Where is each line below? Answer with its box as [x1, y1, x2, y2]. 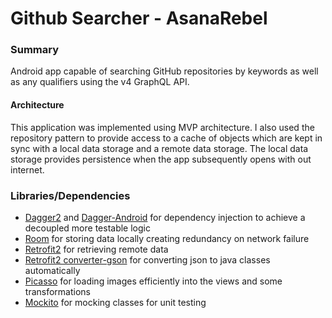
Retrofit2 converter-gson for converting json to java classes [24, 253, 271, 266]
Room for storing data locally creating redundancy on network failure [24, 232, 310, 244]
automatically [24, 264, 81, 276]
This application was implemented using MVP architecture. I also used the [10, 121, 315, 133]
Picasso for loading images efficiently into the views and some [24, 275, 283, 287]
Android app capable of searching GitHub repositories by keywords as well [10, 65, 319, 77]
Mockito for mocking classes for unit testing [24, 296, 207, 308]
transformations [24, 285, 91, 297]
